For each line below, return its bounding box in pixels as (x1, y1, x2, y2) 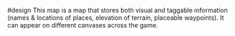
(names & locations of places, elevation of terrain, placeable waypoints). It (7, 13, 224, 22)
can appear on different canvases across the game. (7, 21, 158, 29)
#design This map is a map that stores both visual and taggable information (7, 6, 229, 14)
